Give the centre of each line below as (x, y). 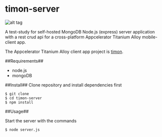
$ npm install (19, 102)
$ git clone (17, 94)
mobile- (150, 37)
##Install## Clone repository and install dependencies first (63, 85)
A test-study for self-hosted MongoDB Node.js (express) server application (80, 32)
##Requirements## (24, 61)
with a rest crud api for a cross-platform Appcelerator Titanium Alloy (73, 37)
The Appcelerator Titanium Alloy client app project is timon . (64, 51)
